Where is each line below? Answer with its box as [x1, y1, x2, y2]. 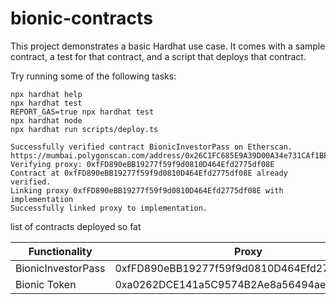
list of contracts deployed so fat [10, 220, 142, 232]
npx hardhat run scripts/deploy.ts [10, 124, 159, 134]
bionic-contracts [10, 7, 153, 30]
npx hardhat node [10, 115, 83, 126]
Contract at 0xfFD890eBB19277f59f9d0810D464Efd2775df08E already [10, 168, 288, 178]
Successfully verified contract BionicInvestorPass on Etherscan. [10, 142, 293, 152]
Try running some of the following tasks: [10, 70, 177, 82]
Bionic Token [15, 277, 77, 291]
